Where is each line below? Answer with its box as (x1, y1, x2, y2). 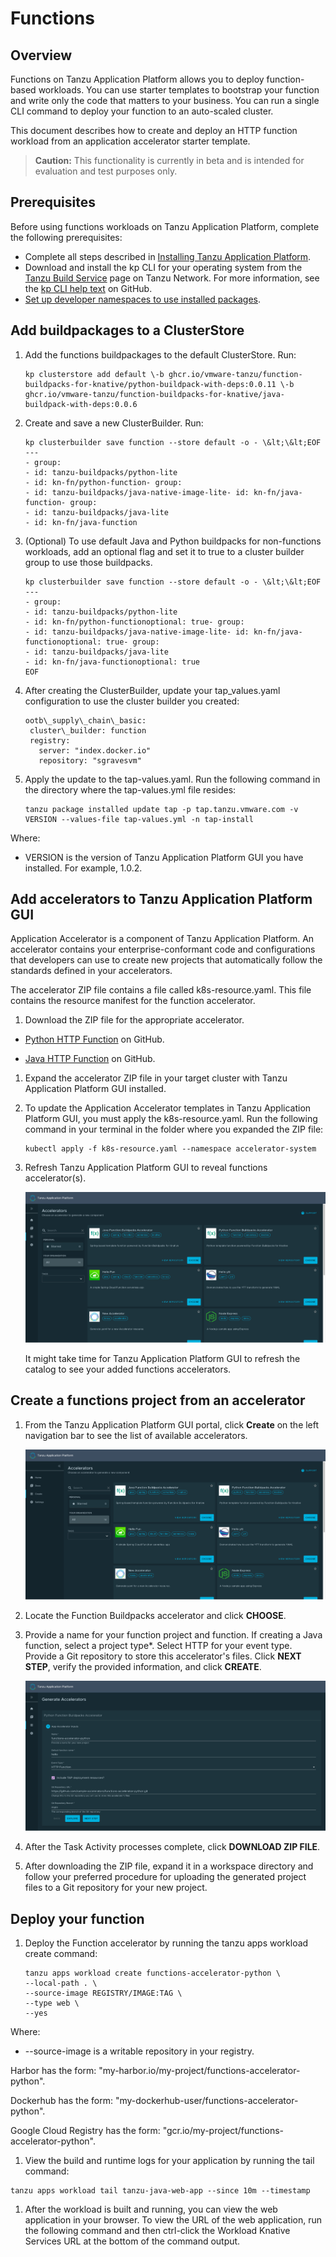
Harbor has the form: (10, 2065, 97, 2077)
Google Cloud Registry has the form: (10, 2125, 161, 2137)
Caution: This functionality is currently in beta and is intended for (34, 155, 305, 166)
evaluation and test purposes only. (34, 165, 178, 177)
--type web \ (24, 1998, 80, 2009)
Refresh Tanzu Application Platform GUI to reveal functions (24, 1162, 268, 1174)
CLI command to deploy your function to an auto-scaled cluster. (10, 105, 274, 117)
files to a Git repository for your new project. (24, 1882, 208, 1894)
